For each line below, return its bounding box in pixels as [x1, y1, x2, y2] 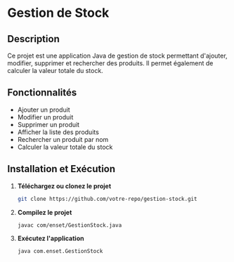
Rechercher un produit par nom [17, 135, 109, 143]
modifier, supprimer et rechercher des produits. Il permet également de [7, 59, 214, 67]
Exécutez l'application [17, 234, 84, 243]
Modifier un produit [17, 112, 74, 121]
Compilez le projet [17, 208, 72, 216]
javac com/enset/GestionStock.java [17, 221, 122, 229]
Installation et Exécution [7, 163, 116, 175]
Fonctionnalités [7, 86, 77, 99]
